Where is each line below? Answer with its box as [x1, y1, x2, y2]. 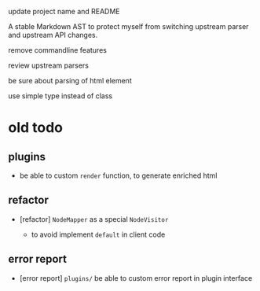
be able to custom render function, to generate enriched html [19, 171, 218, 180]
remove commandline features [8, 46, 108, 54]
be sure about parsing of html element [8, 76, 132, 85]
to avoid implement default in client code [31, 230, 166, 239]
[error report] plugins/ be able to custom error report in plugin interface [19, 273, 253, 282]
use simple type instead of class [8, 91, 112, 101]
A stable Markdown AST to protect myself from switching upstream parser [8, 22, 249, 31]
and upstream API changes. [8, 31, 98, 39]
